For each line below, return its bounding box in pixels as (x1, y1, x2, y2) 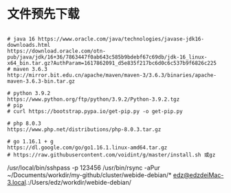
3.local (7, 178, 26, 186)
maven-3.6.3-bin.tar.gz (7, 77, 76, 85)
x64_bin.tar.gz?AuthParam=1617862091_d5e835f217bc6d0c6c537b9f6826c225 (7, 59, 217, 66)
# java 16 (7, 35, 36, 42)
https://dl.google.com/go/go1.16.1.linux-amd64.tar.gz (7, 144, 168, 151)
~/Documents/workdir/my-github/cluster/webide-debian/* (7, 170, 172, 179)
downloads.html (7, 41, 51, 48)
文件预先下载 (7, 6, 80, 22)
